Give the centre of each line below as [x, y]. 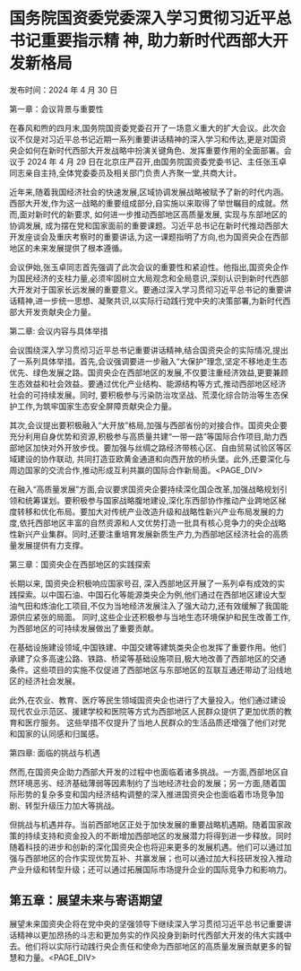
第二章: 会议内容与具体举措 [59, 331]
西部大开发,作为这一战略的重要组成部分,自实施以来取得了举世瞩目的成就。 [145, 203]
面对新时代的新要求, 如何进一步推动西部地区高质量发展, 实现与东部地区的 [153, 214]
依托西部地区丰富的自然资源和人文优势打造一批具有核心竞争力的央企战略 [153, 522]
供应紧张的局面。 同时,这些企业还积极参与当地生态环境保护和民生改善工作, [154, 617]
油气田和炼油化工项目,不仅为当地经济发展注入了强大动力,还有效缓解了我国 [145, 606]
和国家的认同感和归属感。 [56, 733]
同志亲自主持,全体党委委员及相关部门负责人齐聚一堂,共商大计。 [125, 172]
